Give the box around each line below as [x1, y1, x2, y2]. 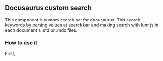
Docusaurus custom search [5, 4, 92, 12]
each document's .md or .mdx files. [5, 27, 78, 33]
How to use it [5, 39, 37, 46]
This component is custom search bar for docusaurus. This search [5, 17, 141, 22]
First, [5, 51, 16, 57]
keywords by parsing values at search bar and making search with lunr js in [5, 22, 159, 28]
